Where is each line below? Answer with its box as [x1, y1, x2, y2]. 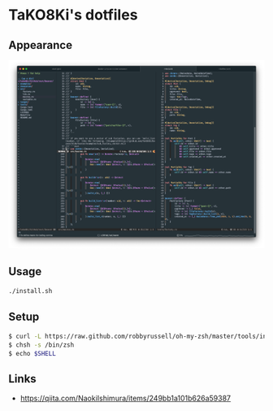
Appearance [8, 38, 73, 52]
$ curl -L [8, 332, 42, 340]
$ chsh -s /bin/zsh [8, 340, 75, 349]
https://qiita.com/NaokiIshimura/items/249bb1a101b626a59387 [19, 393, 232, 404]
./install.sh [8, 287, 53, 295]
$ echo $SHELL [8, 349, 57, 357]
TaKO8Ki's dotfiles [8, 6, 138, 24]
